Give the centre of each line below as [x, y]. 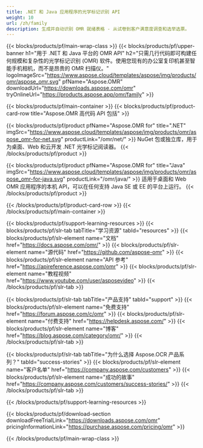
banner [15, 53]
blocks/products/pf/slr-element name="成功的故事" [71, 377]
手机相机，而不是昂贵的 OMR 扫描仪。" [60, 69]
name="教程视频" [49, 274]
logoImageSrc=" [27, 75]
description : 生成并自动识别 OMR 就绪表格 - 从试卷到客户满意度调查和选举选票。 [98, 29]
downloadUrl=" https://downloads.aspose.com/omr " [71, 88]
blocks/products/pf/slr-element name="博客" [63, 329]
